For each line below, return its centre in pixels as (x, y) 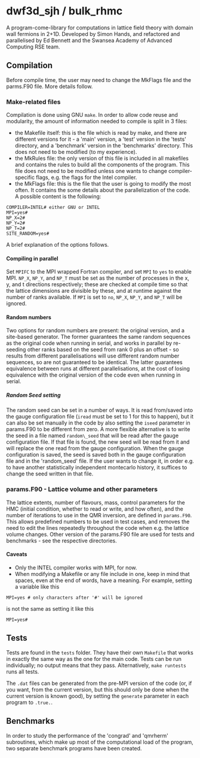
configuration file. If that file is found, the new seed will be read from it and (98, 442)
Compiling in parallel (32, 258)
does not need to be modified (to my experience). (76, 152)
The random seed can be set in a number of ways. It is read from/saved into (99, 410)
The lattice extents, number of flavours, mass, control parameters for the (96, 502)
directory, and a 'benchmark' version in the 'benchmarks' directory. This (104, 145)
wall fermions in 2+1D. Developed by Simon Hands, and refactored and (93, 34)
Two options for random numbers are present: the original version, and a (96, 331)
